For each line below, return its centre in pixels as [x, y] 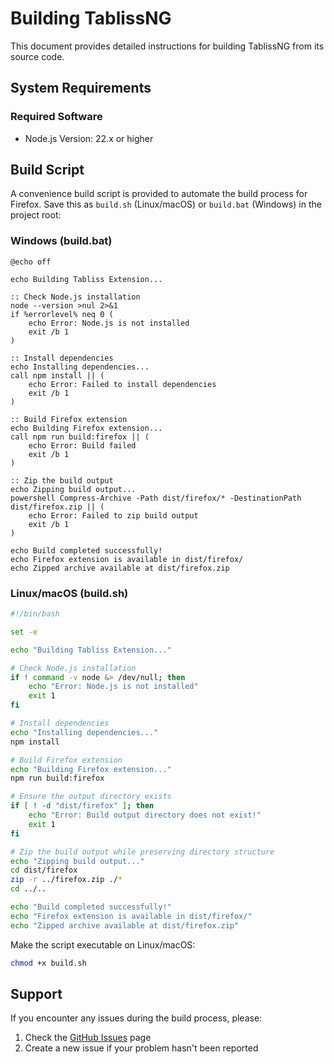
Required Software [56, 117]
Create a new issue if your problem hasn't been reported [141, 1048]
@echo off [31, 262]
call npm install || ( [57, 375]
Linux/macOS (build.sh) [69, 593]
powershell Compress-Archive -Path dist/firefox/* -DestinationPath [156, 498]
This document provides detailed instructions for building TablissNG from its [167, 46]
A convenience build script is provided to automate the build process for [159, 194]
